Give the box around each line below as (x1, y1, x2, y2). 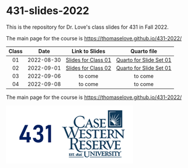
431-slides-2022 (6, 4, 89, 18)
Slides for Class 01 (65, 56, 112, 63)
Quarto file (130, 48, 158, 55)
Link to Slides (72, 48, 106, 55)
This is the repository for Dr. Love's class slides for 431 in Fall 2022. (6, 23, 169, 30)
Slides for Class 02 (65, 64, 112, 71)
